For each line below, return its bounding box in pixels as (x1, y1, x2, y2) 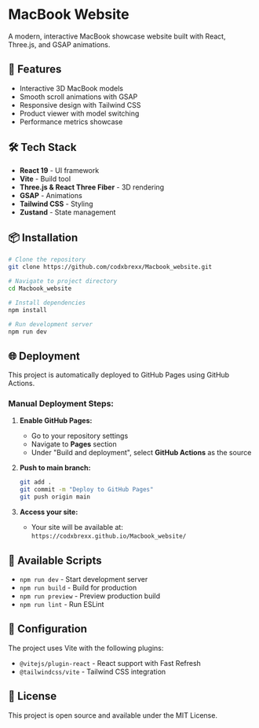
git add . (19, 478, 53, 487)
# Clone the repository (8, 256, 86, 264)
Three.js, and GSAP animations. (8, 39, 111, 49)
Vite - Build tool (19, 174, 71, 183)
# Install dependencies (8, 299, 86, 307)
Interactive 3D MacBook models (19, 83, 124, 93)
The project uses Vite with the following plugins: (8, 643, 164, 653)
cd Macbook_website (8, 285, 72, 292)
